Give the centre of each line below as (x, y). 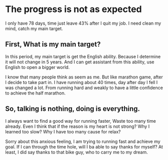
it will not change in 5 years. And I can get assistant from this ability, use (80, 62)
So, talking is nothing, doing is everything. (73, 109)
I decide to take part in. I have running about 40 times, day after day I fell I (81, 82)
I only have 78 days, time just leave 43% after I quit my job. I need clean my (83, 23)
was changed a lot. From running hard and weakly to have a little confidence (84, 88)
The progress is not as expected (73, 9)
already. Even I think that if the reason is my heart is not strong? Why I (77, 126)
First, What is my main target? (53, 45)
